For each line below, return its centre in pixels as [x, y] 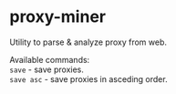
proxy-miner [58, 17]
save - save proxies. [47, 69]
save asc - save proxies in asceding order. [88, 78]
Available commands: [50, 59]
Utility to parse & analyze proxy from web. [88, 42]
